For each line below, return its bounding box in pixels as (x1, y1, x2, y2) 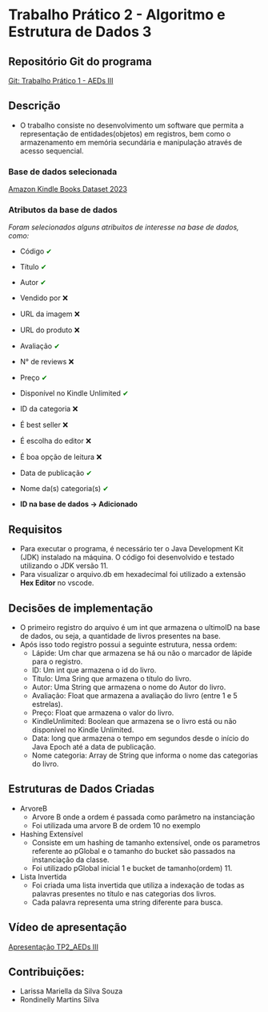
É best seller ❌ (19, 420, 69, 430)
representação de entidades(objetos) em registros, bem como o (19, 128, 231, 138)
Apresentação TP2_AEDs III (8, 941, 98, 952)
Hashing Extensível (19, 829, 84, 839)
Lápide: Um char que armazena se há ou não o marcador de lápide (31, 648, 253, 658)
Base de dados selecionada (8, 166, 118, 177)
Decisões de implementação (8, 601, 154, 615)
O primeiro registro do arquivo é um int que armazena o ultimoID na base (19, 623, 261, 632)
